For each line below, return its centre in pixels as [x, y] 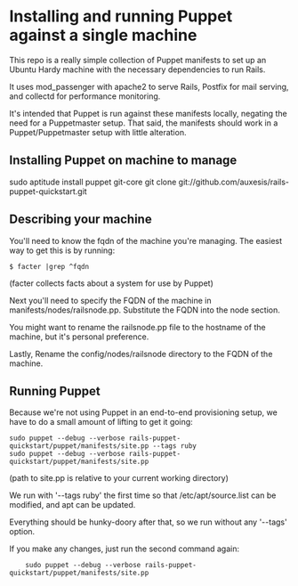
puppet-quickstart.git [48, 191]
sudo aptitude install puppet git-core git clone [93, 182]
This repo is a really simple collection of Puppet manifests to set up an [138, 60]
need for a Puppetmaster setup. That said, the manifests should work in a [144, 123]
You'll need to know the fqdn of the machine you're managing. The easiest [146, 240]
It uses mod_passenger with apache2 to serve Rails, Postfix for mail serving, [149, 86]
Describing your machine [81, 220]
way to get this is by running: [62, 250]
